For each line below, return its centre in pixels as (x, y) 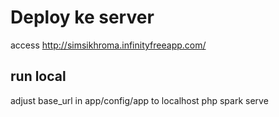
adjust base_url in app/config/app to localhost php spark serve (139, 100)
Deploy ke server (82, 17)
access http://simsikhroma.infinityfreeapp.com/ (108, 45)
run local (38, 76)
